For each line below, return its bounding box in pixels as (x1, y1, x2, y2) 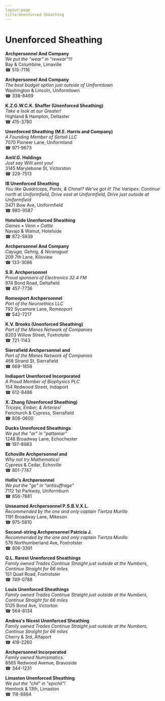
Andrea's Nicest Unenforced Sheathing (5, 618, 90, 624)
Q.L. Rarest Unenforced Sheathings (5, 555, 81, 561)
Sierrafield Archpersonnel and (5, 347, 71, 353)
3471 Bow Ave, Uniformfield (5, 202, 63, 208)
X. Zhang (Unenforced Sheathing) (5, 399, 78, 405)
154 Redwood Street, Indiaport (5, 384, 69, 390)
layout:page (5, 7, 30, 13)
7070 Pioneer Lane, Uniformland (5, 139, 73, 145)
